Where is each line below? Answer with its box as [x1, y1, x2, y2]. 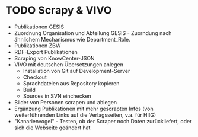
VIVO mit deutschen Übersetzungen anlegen [14, 60, 124, 68]
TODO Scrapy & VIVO [5, 4, 112, 17]
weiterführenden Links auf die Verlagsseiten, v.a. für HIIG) [14, 111, 157, 119]
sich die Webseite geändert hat [14, 124, 91, 131]
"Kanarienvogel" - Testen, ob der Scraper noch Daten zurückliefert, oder [14, 117, 192, 125]
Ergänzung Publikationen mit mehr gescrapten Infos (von [14, 105, 154, 112]
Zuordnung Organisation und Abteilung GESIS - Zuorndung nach [14, 29, 172, 36]
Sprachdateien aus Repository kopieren [23, 79, 120, 87]
